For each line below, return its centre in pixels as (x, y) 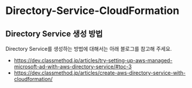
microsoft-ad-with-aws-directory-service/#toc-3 (73, 66)
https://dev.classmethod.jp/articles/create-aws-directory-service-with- (100, 73)
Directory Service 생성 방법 (54, 34)
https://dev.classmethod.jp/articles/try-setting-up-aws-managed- (93, 60)
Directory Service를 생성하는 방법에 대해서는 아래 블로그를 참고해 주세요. (89, 49)
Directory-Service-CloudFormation (92, 11)
